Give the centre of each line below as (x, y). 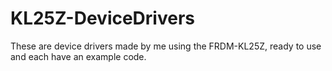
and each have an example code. (78, 56)
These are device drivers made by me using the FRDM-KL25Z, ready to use (166, 46)
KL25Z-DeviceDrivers (102, 18)
